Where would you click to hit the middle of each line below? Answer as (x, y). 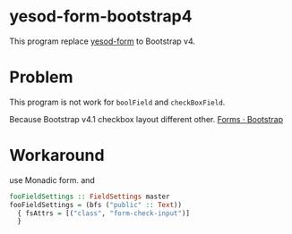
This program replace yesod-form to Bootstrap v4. (102, 41)
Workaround (57, 156)
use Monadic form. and (52, 180)
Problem (41, 77)
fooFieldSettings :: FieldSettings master (90, 196)
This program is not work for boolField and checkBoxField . (117, 102)
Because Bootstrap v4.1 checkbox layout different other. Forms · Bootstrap (146, 119)
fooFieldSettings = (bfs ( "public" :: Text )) (95, 205)
